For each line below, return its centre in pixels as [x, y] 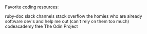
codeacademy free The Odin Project [41, 26]
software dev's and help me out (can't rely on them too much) [67, 21]
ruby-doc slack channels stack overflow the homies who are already [74, 16]
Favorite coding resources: [32, 7]
